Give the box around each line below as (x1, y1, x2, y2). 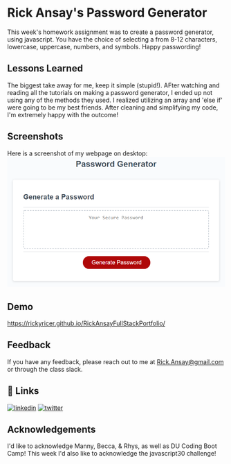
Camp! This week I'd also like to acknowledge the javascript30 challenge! (7, 449, 216, 458)
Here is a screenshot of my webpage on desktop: (7, 149, 148, 157)
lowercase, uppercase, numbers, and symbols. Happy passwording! (7, 42, 201, 51)
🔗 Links (7, 385, 39, 397)
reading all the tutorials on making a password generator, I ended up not (7, 88, 213, 96)
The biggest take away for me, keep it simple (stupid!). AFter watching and (7, 81, 220, 89)
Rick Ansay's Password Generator (7, 5, 207, 21)
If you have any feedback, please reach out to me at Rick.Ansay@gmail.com (7, 357, 224, 366)
